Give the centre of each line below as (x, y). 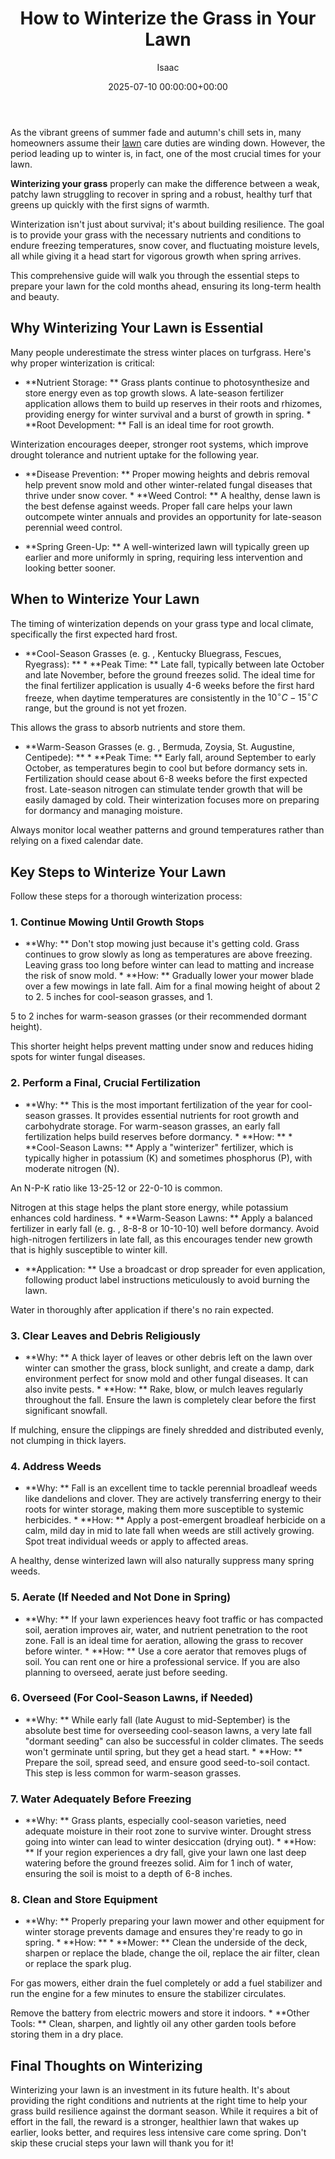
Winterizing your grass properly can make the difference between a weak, (165, 183)
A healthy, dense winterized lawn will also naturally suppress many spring (162, 1561)
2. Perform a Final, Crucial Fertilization (105, 1083)
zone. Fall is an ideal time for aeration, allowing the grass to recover (164, 1640)
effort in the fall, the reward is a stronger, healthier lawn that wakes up (155, 2122)
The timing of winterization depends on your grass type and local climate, (162, 623)
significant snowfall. (66, 1410)
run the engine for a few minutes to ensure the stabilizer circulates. (148, 1994)
